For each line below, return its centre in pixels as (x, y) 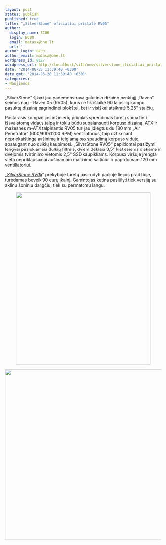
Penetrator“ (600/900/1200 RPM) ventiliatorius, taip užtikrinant (69, 133)
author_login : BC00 (25, 51)
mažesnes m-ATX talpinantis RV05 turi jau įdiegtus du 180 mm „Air (73, 128)
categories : (17, 79)
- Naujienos (17, 83)
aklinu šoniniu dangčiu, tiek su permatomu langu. (55, 185)
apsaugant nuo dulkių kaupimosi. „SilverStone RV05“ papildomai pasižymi (80, 144)
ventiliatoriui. (18, 165)
